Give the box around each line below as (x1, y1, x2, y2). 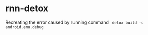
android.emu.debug (5, 24, 44, 30)
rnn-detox (5, 3, 49, 14)
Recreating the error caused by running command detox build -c (5, 19, 144, 25)
